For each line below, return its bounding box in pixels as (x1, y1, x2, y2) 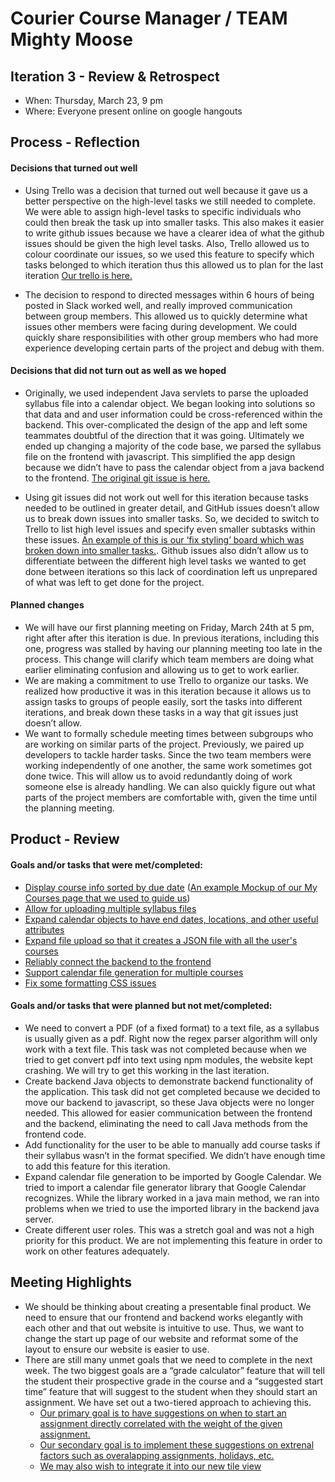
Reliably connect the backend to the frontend (24, 955, 212, 967)
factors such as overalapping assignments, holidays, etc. (39, 1449, 275, 1461)
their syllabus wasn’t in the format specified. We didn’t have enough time (24, 1149, 326, 1161)
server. (24, 1213, 55, 1225)
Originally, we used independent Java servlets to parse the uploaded (24, 387, 309, 399)
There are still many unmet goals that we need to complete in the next (24, 1353, 313, 1366)
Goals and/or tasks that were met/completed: (10, 858, 204, 871)
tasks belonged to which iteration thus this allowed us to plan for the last (24, 258, 324, 271)
